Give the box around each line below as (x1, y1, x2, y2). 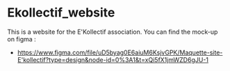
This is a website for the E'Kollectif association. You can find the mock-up (7, 28, 218, 36)
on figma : (7, 34, 36, 43)
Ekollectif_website (7, 5, 115, 21)
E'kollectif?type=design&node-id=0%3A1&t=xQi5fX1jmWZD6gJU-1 (17, 55, 209, 63)
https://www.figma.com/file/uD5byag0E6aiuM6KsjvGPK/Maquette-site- (17, 48, 223, 57)
